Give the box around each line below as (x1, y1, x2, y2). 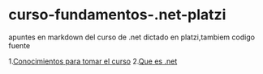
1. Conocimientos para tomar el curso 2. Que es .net (8, 56, 178, 66)
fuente (8, 40, 31, 50)
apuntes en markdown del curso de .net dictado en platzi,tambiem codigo (8, 32, 256, 42)
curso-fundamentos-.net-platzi (8, 6, 226, 24)
